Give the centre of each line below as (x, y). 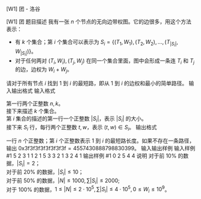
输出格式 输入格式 (33, 90)
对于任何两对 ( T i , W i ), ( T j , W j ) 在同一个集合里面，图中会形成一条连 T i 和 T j (104, 62)
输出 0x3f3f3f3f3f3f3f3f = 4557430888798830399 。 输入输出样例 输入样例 (101, 148)
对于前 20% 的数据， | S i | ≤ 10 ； (45, 173)
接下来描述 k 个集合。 (33, 111)
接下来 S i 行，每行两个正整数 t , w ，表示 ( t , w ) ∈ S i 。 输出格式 (82, 128)
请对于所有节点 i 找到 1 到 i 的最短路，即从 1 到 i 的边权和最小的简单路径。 (97, 83)
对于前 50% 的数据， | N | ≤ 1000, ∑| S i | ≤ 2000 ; (63, 181)
